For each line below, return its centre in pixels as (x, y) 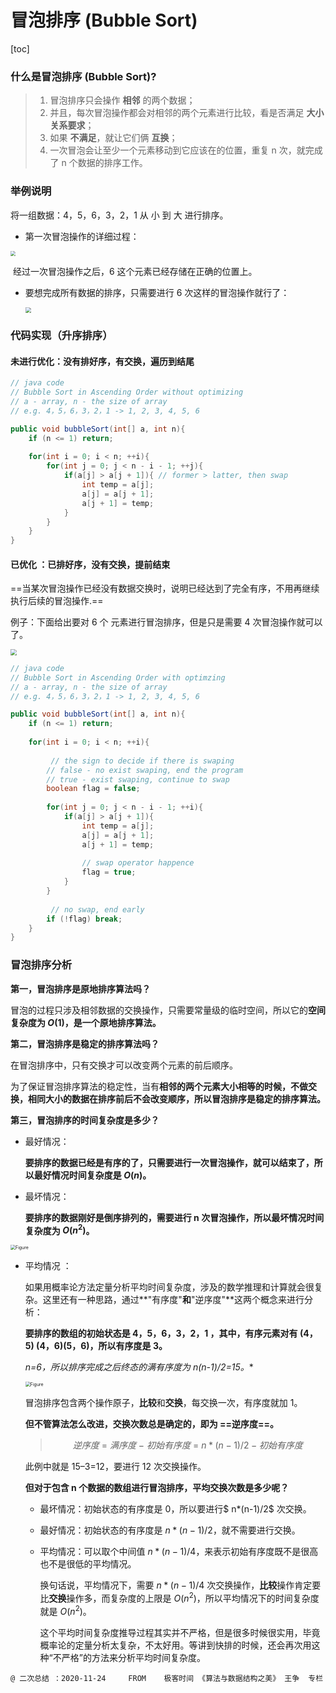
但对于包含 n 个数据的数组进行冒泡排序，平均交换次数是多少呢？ (157, 1488)
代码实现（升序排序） (61, 336)
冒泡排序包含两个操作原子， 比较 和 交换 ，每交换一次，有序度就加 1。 (163, 1403)
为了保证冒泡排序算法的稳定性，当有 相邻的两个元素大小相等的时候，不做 (159, 1086)
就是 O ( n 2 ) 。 (65, 1610)
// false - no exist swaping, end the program (145, 770)
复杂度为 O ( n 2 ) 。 (59, 1229)
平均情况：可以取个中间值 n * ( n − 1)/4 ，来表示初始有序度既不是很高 (179, 1552)
